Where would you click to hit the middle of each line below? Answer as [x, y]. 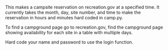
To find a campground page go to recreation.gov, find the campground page [84, 27]
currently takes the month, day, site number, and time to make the [73, 12]
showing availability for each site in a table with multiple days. [69, 32]
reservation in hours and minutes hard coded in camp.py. [64, 18]
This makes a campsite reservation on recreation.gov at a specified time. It [82, 7]
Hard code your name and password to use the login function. [69, 42]
